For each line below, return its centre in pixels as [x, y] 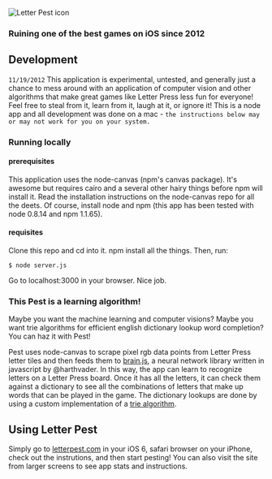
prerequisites [32, 162]
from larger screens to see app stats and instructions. [98, 466]
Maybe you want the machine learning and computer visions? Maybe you [131, 319]
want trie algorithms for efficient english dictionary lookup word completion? [136, 328]
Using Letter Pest [53, 429]
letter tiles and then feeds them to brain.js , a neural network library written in [136, 360]
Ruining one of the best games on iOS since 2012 [107, 33]
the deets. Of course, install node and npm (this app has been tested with [131, 205]
